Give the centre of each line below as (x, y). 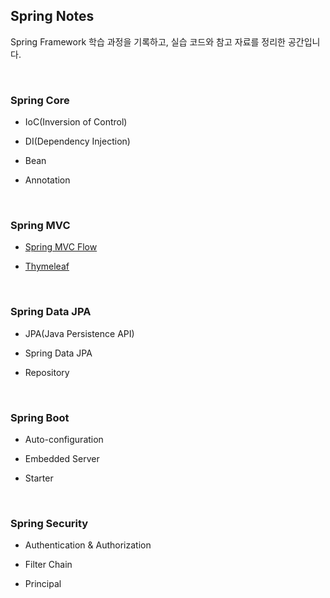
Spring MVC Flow (61, 247)
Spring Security (49, 523)
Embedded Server (62, 458)
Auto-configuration (64, 439)
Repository (47, 372)
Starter (39, 478)
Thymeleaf (47, 266)
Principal (43, 584)
